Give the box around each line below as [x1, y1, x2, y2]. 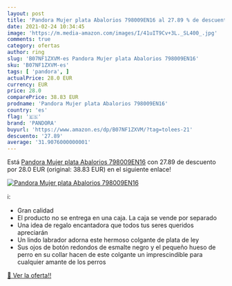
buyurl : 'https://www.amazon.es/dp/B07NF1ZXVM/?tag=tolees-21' [7, 126, 193, 133]
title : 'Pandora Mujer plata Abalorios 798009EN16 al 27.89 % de [7, 17, 199, 24]
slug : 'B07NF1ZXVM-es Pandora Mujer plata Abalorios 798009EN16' [7, 55, 199, 62]
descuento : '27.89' [7, 132, 64, 139]
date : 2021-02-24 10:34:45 [7, 23, 85, 30]
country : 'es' [7, 107, 48, 114]
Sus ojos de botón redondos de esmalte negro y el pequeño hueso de [17, 243, 216, 251]
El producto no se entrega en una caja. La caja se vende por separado [17, 214, 217, 222]
